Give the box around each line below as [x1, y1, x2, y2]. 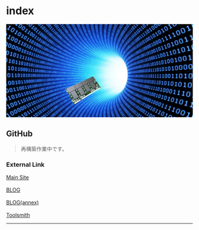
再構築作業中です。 [20, 145, 68, 152]
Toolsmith [6, 212, 31, 219]
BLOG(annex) [6, 199, 39, 206]
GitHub [6, 129, 33, 139]
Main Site [6, 174, 30, 181]
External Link [6, 160, 45, 169]
